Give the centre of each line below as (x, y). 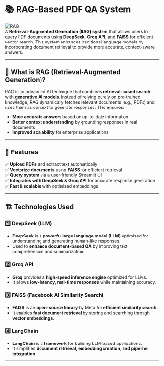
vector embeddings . (33, 318)
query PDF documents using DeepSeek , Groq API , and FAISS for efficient (79, 37)
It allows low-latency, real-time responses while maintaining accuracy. (84, 282)
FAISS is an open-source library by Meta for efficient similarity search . (85, 307)
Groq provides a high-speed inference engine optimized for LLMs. (80, 277)
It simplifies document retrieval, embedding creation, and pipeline (80, 349)
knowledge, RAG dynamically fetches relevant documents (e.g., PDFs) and (80, 102)
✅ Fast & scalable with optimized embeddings (52, 186)
